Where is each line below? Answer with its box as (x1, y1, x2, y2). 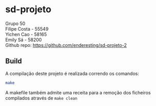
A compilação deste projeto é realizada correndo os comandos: (5, 70, 139, 76)
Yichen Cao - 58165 (5, 31, 47, 37)
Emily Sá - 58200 (5, 37, 42, 43)
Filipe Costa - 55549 (5, 25, 49, 32)
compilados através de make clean (5, 95, 78, 101)
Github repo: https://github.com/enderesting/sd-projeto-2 (5, 42, 127, 48)
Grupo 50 (5, 20, 26, 26)
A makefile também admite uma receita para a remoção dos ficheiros (5, 89, 151, 95)
